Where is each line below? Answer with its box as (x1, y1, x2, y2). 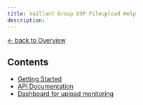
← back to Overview (7, 36, 66, 44)
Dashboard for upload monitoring (17, 90, 114, 98)
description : (7, 17, 46, 24)
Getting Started (17, 75, 62, 83)
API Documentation (17, 82, 74, 91)
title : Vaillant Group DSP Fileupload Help (7, 10, 137, 17)
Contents (7, 56, 49, 68)
